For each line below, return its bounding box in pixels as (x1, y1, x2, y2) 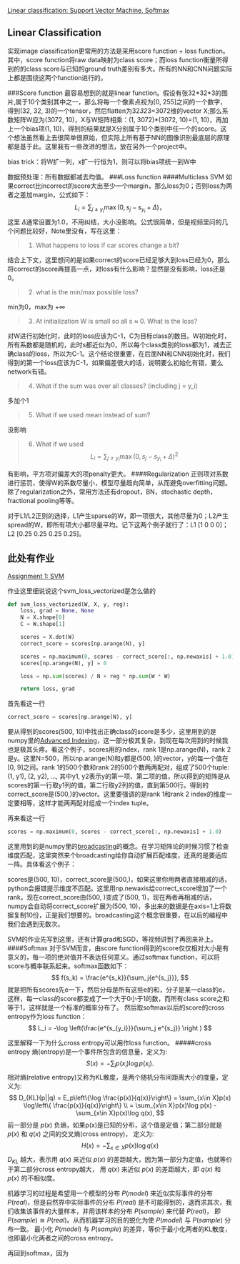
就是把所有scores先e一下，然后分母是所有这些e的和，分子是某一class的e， (7, 985, 229, 994)
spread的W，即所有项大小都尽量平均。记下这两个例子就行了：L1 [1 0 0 (7, 520, 214, 529)
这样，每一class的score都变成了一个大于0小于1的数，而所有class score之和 (7, 995, 230, 1003)
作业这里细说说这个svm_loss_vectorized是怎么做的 (7, 586, 156, 595)
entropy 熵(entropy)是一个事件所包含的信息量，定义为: (7, 1047, 168, 1056)
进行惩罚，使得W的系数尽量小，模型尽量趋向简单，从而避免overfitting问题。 (7, 478, 232, 487)
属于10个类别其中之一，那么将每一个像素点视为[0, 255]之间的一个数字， (15, 97, 227, 106)
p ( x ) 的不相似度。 (7, 1174, 59, 1183)
